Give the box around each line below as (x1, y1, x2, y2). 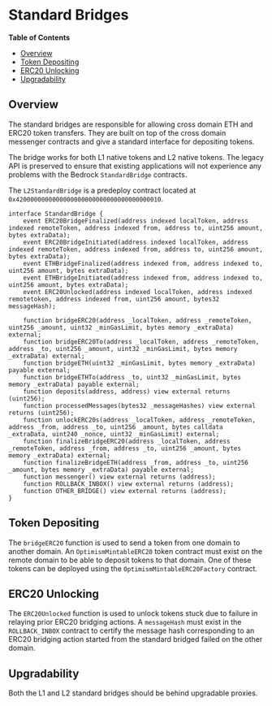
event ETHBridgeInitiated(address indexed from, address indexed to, (23, 274, 264, 282)
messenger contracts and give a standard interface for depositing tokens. (8, 136, 255, 146)
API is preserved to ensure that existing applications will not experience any (8, 161, 262, 171)
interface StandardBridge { (8, 210, 104, 218)
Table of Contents (8, 32, 71, 42)
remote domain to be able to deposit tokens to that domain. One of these (8, 555, 252, 565)
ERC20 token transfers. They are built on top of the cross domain (8, 128, 227, 137)
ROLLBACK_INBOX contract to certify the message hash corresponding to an (8, 626, 255, 635)
